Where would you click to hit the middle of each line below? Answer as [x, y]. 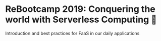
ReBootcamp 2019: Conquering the [80, 9]
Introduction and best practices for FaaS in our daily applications [72, 33]
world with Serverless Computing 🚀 [81, 20]
